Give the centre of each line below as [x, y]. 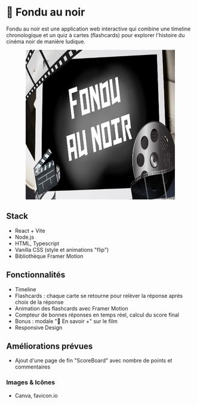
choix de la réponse [39, 302]
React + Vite [30, 230]
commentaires [33, 367]
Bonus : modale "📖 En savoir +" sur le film [66, 321]
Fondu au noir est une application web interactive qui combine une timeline [98, 29]
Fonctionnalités [36, 275]
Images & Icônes [31, 382]
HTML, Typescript [37, 243]
